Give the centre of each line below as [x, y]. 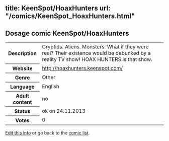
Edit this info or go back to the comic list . [48, 132]
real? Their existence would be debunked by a [96, 53]
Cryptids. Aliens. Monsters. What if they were [95, 47]
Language [22, 87]
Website [22, 68]
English [51, 86]
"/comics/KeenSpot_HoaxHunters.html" [70, 16]
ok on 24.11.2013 [64, 111]
